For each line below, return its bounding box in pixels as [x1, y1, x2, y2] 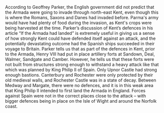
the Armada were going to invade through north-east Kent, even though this [5, 9, 159, 15]
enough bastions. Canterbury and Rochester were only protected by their [5, 72, 153, 78]
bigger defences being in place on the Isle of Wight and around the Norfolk [5, 98, 157, 104]
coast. [5, 103, 18, 109]
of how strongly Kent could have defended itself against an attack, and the [5, 35, 156, 41]
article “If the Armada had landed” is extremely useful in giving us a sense [5, 30, 155, 36]
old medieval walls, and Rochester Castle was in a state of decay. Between [5, 77, 156, 83]
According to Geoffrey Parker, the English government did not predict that [5, 4, 155, 10]
